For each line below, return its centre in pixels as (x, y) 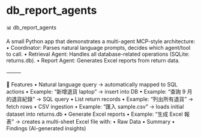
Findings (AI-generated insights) (46, 128)
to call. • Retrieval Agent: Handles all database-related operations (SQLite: (98, 54)
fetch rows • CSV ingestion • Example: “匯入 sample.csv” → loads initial (95, 106)
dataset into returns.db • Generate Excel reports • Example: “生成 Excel (94, 114)
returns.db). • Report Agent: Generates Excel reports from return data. (93, 60)
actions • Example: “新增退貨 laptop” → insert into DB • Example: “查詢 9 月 (99, 91)
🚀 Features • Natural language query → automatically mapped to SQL (92, 84)
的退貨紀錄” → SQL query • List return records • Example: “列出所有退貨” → (100, 99)
